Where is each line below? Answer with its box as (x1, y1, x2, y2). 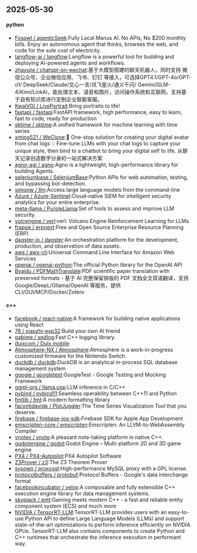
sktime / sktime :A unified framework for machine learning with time (14, 121, 178, 128)
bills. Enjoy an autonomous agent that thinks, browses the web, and (14, 41, 178, 48)
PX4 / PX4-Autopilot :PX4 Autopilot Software (14, 452, 122, 459)
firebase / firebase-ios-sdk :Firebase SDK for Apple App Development (14, 415, 183, 422)
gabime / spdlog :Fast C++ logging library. (14, 334, 116, 341)
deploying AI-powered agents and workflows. (14, 59, 125, 66)
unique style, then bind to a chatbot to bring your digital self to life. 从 (14, 147, 183, 154)
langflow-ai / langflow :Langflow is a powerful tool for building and (14, 53, 175, 60)
